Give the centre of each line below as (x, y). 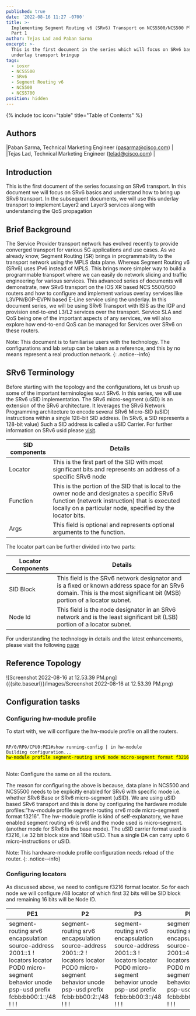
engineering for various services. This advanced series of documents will (94, 281)
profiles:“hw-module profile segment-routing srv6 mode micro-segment (93, 810)
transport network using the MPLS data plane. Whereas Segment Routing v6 (98, 262)
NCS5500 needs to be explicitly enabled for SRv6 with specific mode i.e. (93, 792)
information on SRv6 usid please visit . (51, 430)
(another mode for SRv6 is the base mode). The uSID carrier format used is (96, 829)
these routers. (23, 330)
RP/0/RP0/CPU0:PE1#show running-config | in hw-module (74, 747)
